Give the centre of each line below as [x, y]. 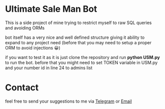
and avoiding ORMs [25, 27]
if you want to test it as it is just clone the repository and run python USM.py [82, 57]
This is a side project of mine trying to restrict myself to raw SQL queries [79, 23]
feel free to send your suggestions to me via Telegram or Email [69, 101]
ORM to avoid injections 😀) [33, 48]
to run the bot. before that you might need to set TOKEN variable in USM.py [82, 62]
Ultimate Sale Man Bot [51, 9]
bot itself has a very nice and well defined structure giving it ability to [75, 37]
